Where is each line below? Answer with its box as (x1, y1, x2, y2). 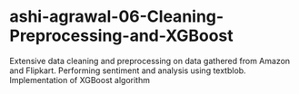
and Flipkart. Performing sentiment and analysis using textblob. (9, 65, 247, 76)
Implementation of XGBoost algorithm (9, 74, 150, 85)
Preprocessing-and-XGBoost (9, 25, 234, 46)
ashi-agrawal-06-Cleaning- (9, 6, 224, 27)
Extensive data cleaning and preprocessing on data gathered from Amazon (9, 55, 291, 66)
